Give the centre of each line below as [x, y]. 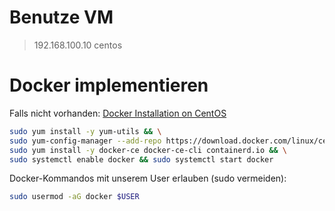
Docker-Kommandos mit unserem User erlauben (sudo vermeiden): [148, 178]
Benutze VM [61, 17]
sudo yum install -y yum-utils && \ [85, 131]
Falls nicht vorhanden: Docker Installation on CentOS [118, 113]
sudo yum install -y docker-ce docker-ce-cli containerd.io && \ [148, 150]
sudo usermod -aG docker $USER [74, 197]
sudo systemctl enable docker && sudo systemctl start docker [141, 159]
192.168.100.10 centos [78, 45]
